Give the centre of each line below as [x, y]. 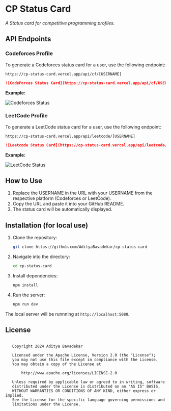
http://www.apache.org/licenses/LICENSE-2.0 [69, 373]
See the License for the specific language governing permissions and [89, 400]
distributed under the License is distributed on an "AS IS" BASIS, [86, 386]
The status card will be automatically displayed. [63, 209]
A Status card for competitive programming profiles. [60, 23]
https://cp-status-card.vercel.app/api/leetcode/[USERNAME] [70, 136]
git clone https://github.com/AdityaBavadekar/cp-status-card [80, 247]
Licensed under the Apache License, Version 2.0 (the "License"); [84, 355]
